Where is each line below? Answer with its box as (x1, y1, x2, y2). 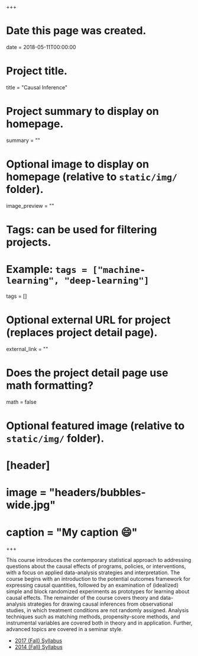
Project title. (6, 65, 68, 78)
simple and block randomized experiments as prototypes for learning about (6, 588, 190, 595)
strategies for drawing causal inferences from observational (27, 600, 173, 607)
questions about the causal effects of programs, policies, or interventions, (6, 563, 186, 570)
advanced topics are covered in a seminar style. (6, 626, 123, 633)
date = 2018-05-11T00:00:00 (6, 43, 76, 50)
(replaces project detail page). (6, 326, 158, 339)
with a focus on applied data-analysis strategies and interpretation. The (6, 569, 180, 576)
